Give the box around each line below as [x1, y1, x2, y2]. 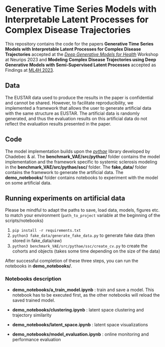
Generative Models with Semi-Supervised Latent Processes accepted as [5, 62, 156, 68]
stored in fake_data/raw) [12, 238, 62, 244]
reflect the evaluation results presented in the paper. [5, 121, 112, 127]
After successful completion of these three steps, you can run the [5, 258, 139, 264]
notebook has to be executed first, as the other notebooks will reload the [12, 292, 160, 298]
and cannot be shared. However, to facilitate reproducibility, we [5, 100, 134, 106]
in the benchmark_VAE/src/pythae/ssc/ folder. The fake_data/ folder [5, 164, 147, 170]
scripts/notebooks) [5, 217, 44, 223]
